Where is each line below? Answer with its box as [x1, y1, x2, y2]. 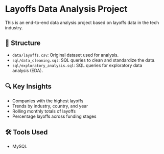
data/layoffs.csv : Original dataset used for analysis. [12, 52, 119, 58]
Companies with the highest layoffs [12, 98, 84, 104]
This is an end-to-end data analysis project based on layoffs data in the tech [5, 20, 159, 25]
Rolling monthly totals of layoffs [12, 108, 76, 114]
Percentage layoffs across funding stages [12, 113, 96, 119]
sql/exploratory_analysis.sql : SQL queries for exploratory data [12, 62, 142, 68]
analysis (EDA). [12, 67, 43, 73]
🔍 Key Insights [5, 82, 52, 91]
